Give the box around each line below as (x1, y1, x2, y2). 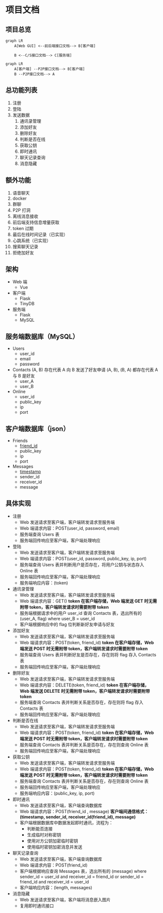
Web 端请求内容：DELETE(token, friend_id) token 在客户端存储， (19, 682, 149, 688)
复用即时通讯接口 (19, 903, 54, 909)
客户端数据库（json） (5, 424, 70, 433)
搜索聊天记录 (12, 244, 38, 249)
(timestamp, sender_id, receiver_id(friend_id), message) (19, 814, 136, 820)
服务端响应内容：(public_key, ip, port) (19, 790, 95, 796)
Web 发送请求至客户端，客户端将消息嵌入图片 (19, 897, 111, 902)
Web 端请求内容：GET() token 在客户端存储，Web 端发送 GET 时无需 (19, 598, 157, 604)
